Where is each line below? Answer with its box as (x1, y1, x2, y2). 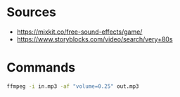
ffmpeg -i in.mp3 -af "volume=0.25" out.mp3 (6, 82, 139, 90)
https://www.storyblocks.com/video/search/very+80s (16, 34, 173, 43)
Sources (6, 4, 57, 20)
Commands (6, 60, 76, 76)
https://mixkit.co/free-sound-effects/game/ (16, 27, 143, 36)
